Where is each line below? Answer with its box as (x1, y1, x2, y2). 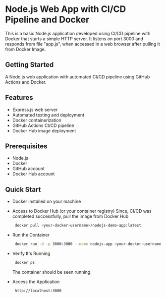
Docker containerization (12, 117, 62, 123)
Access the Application (12, 279, 60, 285)
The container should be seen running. (12, 269, 92, 275)
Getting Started (5, 60, 54, 69)
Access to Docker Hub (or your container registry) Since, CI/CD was (12, 208, 152, 214)
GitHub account (12, 166, 45, 172)
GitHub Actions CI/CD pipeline (12, 122, 74, 128)
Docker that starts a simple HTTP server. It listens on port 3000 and (5, 36, 144, 42)
